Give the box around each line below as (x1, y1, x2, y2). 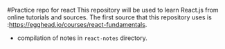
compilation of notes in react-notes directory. (17, 34, 147, 42)
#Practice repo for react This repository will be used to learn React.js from (7, 6, 219, 14)
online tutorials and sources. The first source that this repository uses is (7, 13, 213, 21)
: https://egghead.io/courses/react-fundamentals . (7, 21, 147, 28)
